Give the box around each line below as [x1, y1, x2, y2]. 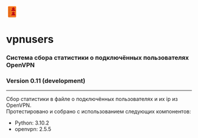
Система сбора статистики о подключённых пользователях [6, 53, 189, 62]
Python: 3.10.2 [14, 119, 49, 126]
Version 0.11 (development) [6, 77, 85, 85]
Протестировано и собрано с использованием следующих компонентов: [6, 108, 192, 115]
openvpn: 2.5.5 [14, 126, 52, 133]
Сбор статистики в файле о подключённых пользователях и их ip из [6, 96, 178, 103]
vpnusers [6, 33, 54, 46]
